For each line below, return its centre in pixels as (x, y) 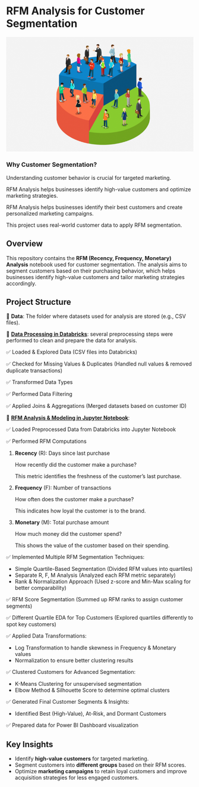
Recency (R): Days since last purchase (62, 453)
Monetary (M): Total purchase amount (62, 523)
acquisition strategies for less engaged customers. (77, 777)
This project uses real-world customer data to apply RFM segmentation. (94, 225)
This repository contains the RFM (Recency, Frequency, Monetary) (89, 258)
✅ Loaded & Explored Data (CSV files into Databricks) (72, 352)
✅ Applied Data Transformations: (47, 636)
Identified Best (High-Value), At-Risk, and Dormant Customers (90, 714)
